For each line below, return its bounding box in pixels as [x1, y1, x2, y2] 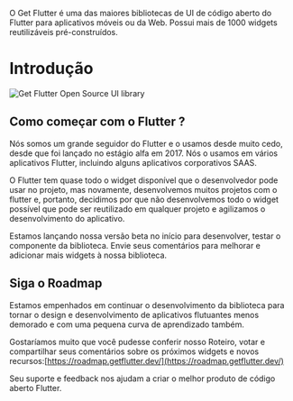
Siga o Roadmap [9, 276, 103, 291]
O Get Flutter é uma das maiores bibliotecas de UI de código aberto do [9, 8, 272, 18]
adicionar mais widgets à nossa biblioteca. [9, 250, 168, 260]
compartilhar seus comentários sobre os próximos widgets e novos [9, 346, 260, 357]
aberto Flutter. [9, 382, 62, 393]
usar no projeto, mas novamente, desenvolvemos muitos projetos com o [9, 184, 278, 195]
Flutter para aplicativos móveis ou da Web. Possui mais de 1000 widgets [9, 17, 278, 28]
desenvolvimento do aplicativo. [9, 213, 125, 223]
